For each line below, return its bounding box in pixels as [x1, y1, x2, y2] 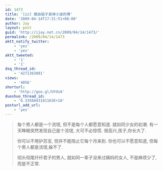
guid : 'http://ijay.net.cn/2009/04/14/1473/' [5, 30, 100, 35]
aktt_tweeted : [5, 52, 34, 58]
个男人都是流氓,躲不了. [17, 144, 63, 150]
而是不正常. [17, 160, 40, 167]
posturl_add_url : [5, 103, 41, 108]
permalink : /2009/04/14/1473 [5, 35, 65, 40]
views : [5, 75, 19, 80]
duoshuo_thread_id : [5, 94, 45, 98]
